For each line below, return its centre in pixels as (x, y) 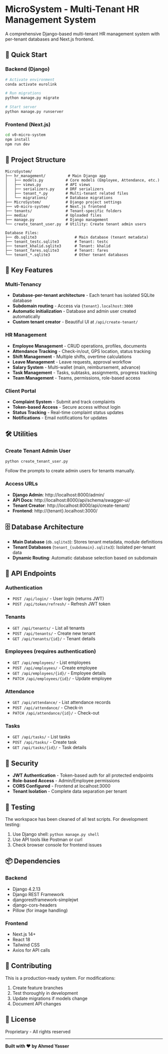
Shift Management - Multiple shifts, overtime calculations (72, 357)
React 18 (21, 940)
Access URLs (22, 484)
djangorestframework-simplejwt (45, 900)
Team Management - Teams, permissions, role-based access (76, 378)
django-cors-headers (34, 905)
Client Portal (21, 391)
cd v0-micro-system (25, 135)
